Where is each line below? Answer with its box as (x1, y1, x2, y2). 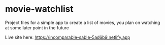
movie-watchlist (5, 3, 74, 15)
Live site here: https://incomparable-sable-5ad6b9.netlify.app (5, 34, 131, 40)
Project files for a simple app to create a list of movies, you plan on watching (5, 20, 160, 25)
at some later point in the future (5, 24, 69, 30)
